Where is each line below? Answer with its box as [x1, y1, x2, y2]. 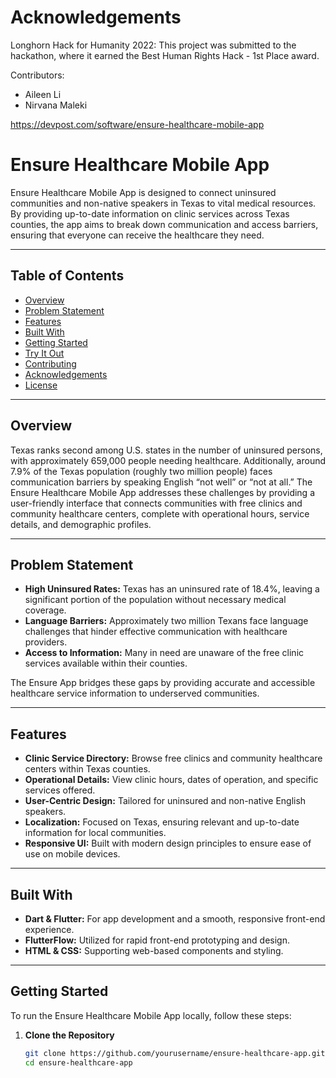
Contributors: [10, 69, 65, 81]
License [24, 379, 58, 391]
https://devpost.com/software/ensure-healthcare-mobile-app [10, 118, 265, 130]
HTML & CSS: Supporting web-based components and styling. [24, 944, 284, 956]
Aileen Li [24, 88, 62, 100]
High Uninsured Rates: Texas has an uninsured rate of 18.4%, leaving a [24, 583, 320, 595]
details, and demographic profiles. [10, 518, 152, 530]
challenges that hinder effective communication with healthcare [24, 626, 288, 638]
